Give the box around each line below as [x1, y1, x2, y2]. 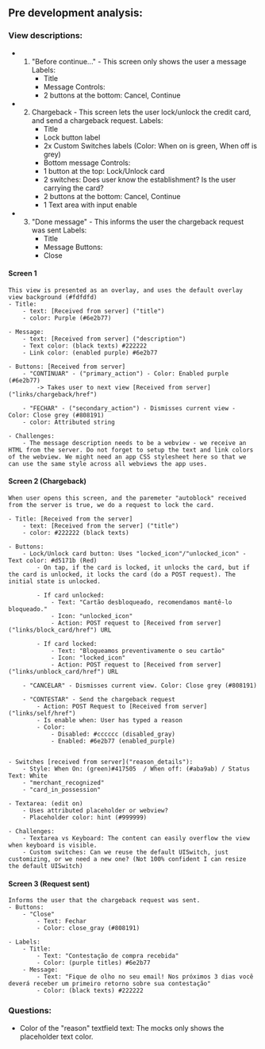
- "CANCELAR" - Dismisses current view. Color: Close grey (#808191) [22, 682, 258, 690]
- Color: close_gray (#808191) [36, 924, 140, 932]
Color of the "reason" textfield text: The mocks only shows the [19, 1023, 225, 1032]
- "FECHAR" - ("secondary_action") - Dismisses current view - [22, 404, 236, 412]
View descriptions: [8, 30, 83, 41]
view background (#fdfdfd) [8, 293, 98, 301]
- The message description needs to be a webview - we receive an [22, 439, 247, 447]
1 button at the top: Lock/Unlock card [43, 166, 165, 175]
